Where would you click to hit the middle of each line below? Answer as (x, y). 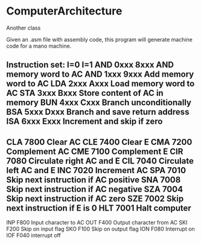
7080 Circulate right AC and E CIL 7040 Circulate (100, 161)
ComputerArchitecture (64, 11)
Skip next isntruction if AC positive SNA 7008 (94, 180)
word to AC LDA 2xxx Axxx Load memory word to (101, 84)
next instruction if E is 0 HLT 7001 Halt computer (99, 208)
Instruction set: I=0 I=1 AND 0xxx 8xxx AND (90, 65)
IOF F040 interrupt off (34, 235)
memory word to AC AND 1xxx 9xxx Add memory (100, 75)
